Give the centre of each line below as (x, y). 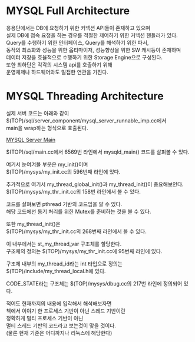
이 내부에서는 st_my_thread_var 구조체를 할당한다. (64, 244)
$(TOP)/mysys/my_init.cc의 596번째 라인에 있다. (63, 171)
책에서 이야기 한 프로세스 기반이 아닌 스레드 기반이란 (66, 311)
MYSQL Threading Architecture (85, 96)
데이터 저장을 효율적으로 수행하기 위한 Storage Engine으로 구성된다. (85, 57)
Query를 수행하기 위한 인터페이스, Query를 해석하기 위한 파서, (77, 42)
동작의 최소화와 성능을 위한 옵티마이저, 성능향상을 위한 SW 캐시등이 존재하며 (94, 50)
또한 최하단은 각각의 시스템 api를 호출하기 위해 (60, 64)
